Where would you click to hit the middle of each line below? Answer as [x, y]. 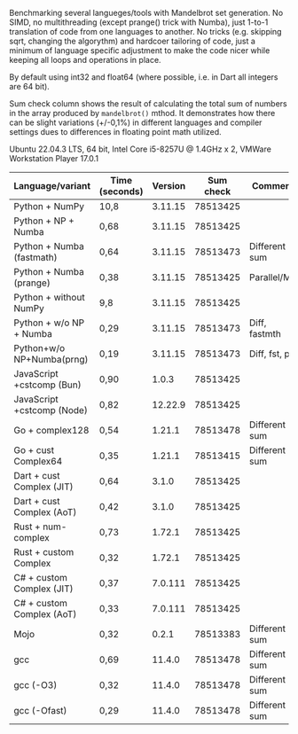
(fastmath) [35, 258]
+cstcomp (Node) [51, 410]
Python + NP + [44, 221]
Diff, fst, [265, 354]
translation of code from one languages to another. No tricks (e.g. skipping [145, 31]
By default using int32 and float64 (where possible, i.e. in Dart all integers [144, 77]
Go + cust [34, 450]
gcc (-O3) [35, 685]
